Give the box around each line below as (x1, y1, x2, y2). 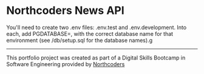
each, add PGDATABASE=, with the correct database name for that (6, 30, 174, 37)
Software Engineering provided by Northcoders (6, 60, 125, 67)
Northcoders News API (6, 4, 124, 18)
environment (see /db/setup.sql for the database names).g (6, 36, 153, 44)
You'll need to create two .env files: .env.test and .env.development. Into (6, 24, 187, 31)
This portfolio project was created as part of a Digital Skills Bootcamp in (6, 54, 186, 61)
